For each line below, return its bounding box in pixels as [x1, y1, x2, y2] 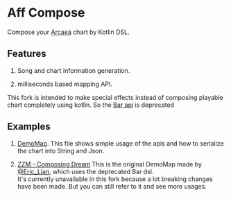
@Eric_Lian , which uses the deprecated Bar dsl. [17, 167, 154, 175]
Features [7, 48, 46, 60]
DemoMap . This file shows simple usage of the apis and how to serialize [17, 139, 224, 147]
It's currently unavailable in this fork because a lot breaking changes [17, 175, 213, 183]
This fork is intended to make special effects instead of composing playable [7, 93, 223, 101]
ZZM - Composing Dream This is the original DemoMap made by [17, 160, 203, 168]
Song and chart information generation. [17, 66, 130, 74]
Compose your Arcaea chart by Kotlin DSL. [7, 28, 130, 36]
